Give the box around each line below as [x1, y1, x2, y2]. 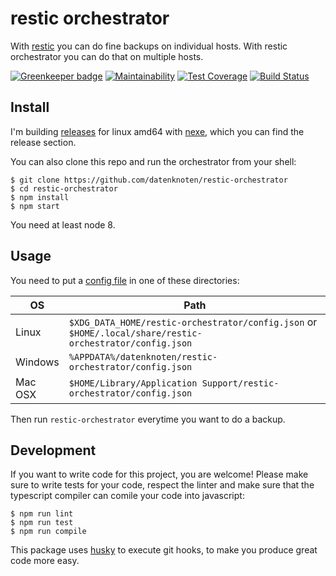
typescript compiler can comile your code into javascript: [10, 490, 245, 502]
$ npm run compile [10, 527, 87, 537]
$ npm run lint [10, 509, 74, 519]
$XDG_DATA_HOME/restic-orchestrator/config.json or [68, 315, 318, 329]
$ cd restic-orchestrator [10, 183, 118, 194]
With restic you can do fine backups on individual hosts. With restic [10, 40, 288, 52]
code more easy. [10, 555, 80, 567]
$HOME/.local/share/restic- [68, 327, 203, 339]
